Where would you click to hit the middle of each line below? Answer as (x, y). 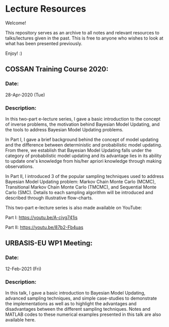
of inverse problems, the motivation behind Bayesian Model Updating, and (82, 124)
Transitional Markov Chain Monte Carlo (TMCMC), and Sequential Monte (81, 187)
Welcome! (16, 23)
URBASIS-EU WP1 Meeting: (49, 243)
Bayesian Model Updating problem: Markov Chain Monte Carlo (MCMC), (80, 181)
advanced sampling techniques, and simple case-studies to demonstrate (81, 298)
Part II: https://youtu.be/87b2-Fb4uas (44, 227)
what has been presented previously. (44, 43)
